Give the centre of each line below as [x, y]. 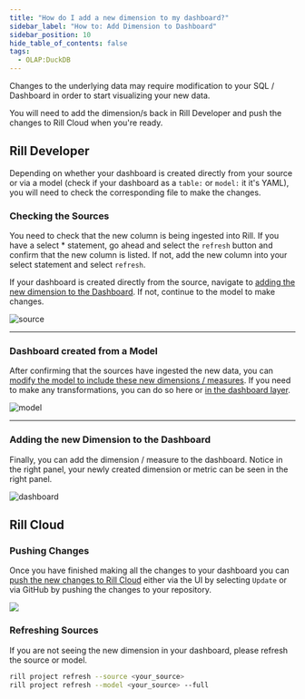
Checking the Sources [59, 216]
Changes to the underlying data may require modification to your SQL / [142, 86]
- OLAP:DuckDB [44, 60]
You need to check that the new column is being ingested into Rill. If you [144, 236]
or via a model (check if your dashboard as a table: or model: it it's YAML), [149, 182]
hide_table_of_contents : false [69, 43]
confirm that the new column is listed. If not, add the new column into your [148, 255]
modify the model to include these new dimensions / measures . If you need [150, 380]
